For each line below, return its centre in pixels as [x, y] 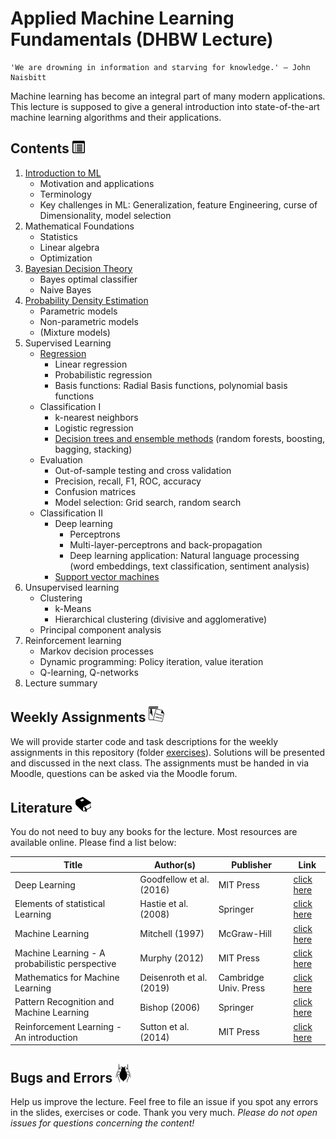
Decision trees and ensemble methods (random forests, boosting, [190, 438]
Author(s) [175, 864]
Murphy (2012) [172, 958]
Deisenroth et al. [173, 978]
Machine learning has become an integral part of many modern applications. [168, 96]
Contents [40, 148]
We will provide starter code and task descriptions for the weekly [144, 741]
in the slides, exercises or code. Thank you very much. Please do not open [164, 1112]
